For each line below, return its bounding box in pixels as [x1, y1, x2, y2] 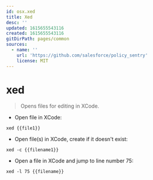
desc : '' [6, 19, 28, 25]
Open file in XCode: [14, 114, 62, 121]
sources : [6, 42, 28, 48]
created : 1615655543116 [6, 31, 64, 36]
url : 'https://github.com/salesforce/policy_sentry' [16, 52, 148, 58]
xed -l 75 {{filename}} [6, 169, 64, 175]
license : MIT [16, 58, 49, 64]
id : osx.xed [6, 8, 35, 15]
